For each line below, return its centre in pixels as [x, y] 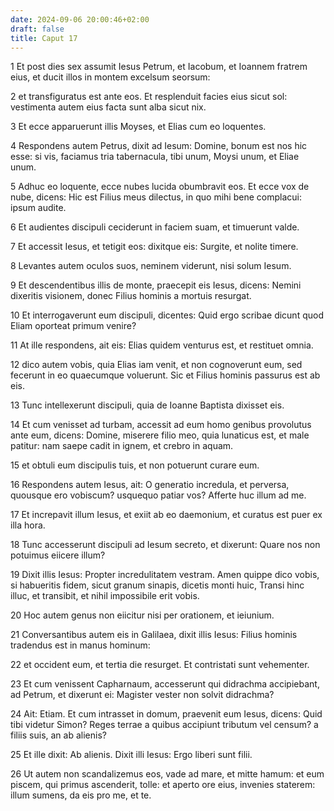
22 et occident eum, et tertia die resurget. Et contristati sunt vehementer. [160, 665]
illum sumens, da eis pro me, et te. [81, 795]
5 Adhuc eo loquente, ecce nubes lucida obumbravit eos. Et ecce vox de [160, 187]
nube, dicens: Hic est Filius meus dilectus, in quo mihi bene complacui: [156, 197]
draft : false [37, 29]
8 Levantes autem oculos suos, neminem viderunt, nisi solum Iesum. [151, 266]
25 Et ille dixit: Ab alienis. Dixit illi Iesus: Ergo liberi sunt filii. [131, 755]
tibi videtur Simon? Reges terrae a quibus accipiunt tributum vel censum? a [164, 725]
